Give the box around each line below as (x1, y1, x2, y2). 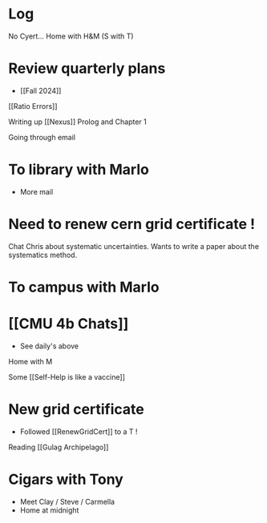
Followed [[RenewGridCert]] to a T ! (19, 426, 138, 437)
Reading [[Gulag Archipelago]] (8, 442, 109, 452)
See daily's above (19, 341, 79, 351)
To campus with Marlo (8, 278, 160, 296)
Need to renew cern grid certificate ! (8, 215, 255, 233)
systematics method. (8, 250, 78, 259)
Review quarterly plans (8, 59, 166, 78)
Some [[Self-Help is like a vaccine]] (8, 372, 126, 381)
